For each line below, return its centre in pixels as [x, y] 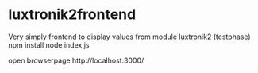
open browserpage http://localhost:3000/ [76, 60]
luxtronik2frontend [72, 15]
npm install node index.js [49, 44]
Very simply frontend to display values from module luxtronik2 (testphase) [130, 36]
